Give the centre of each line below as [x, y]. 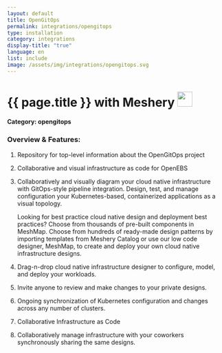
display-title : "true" [40, 46]
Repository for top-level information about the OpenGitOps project [111, 154]
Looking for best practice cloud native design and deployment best [112, 216]
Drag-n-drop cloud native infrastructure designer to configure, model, [116, 267]
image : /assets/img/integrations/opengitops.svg [78, 65]
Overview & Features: [44, 140]
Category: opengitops [39, 122]
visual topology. [40, 203]
